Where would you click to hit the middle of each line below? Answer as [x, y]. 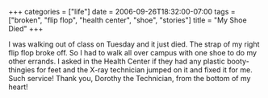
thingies [22, 70]
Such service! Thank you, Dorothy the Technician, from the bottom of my [130, 78]
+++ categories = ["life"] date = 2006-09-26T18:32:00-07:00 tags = [122, 12]
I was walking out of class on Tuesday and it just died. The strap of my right [134, 44]
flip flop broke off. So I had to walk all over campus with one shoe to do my [132, 53]
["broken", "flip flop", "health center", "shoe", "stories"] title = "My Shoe [128, 20]
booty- [239, 61]
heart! [18, 87]
